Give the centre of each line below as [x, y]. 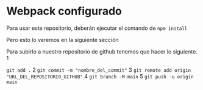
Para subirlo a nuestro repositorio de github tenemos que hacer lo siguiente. [102, 51]
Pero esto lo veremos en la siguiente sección [62, 40]
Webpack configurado [64, 11]
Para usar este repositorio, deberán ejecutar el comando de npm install [97, 28]
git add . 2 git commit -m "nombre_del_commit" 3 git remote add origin [98, 70]
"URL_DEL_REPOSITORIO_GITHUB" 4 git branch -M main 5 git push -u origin [100, 76]
